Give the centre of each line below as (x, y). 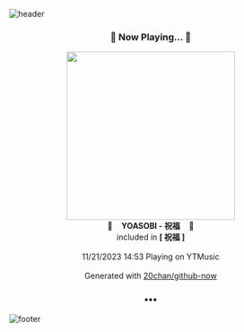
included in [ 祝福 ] (151, 237)
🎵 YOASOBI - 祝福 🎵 (151, 226)
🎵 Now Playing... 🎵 (151, 37)
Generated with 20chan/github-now (151, 276)
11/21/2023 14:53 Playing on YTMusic (151, 257)
